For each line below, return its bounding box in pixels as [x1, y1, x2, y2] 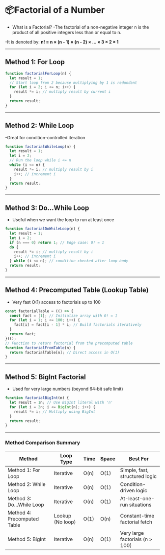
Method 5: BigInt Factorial [5, 373, 86, 381]
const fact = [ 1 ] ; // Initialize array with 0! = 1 [9, 313, 118, 318]
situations [129, 501, 152, 508]
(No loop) [54, 518, 76, 525]
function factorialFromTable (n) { [5, 345, 76, 350]
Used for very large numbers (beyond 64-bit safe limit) [12, 386, 124, 392]
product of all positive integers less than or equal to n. [12, 29, 122, 35]
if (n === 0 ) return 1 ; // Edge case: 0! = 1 [9, 240, 105, 245]
